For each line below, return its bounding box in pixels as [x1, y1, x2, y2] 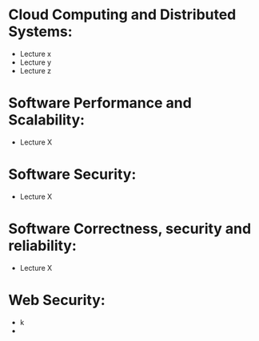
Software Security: [8, 165, 137, 184]
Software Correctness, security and [8, 220, 252, 237]
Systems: [8, 22, 74, 41]
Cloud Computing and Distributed [8, 6, 237, 24]
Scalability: [8, 111, 86, 129]
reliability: [8, 237, 78, 255]
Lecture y [19, 57, 52, 67]
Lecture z [19, 65, 52, 75]
